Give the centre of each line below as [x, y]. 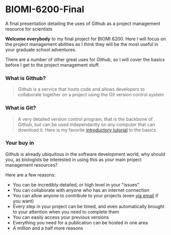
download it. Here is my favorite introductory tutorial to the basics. [87, 130]
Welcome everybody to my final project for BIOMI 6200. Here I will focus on [86, 39]
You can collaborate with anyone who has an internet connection [81, 190]
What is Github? [26, 78]
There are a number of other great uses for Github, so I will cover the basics [85, 59]
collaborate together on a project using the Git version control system [91, 95]
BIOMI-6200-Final [45, 9]
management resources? [31, 165]
